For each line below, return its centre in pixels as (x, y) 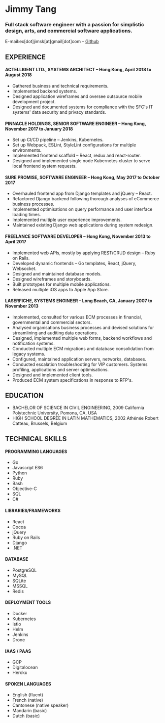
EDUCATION (24, 396)
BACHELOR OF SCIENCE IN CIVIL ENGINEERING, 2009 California (78, 407)
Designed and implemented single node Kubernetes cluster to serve (81, 161)
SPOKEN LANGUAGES (28, 684)
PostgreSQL (24, 570)
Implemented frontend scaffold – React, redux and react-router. (77, 156)
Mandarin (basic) (30, 711)
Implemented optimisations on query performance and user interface (82, 209)
